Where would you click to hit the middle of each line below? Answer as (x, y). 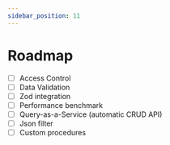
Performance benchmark (61, 105)
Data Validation (45, 87)
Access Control (45, 78)
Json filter (36, 123)
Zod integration (45, 96)
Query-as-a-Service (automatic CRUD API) (91, 114)
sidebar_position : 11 (44, 16)
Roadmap (40, 55)
